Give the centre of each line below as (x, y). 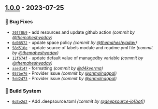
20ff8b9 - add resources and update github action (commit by (73, 32)
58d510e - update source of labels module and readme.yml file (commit (82, 47)
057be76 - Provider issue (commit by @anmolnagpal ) (64, 73)
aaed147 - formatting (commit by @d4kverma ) (57, 68)
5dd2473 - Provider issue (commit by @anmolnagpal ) (64, 78)
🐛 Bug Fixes (19, 22)
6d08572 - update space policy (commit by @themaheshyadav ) (74, 42)
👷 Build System (23, 91)
